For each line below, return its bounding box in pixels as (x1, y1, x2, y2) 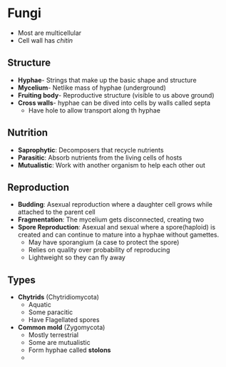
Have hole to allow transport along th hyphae (28, 105, 160, 115)
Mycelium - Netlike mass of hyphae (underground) (17, 83, 166, 92)
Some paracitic (28, 308, 73, 316)
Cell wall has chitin (17, 36, 73, 44)
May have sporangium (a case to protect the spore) (28, 238, 180, 247)
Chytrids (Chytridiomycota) (17, 293, 100, 301)
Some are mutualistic (28, 338, 91, 347)
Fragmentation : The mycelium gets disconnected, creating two (17, 215, 205, 224)
